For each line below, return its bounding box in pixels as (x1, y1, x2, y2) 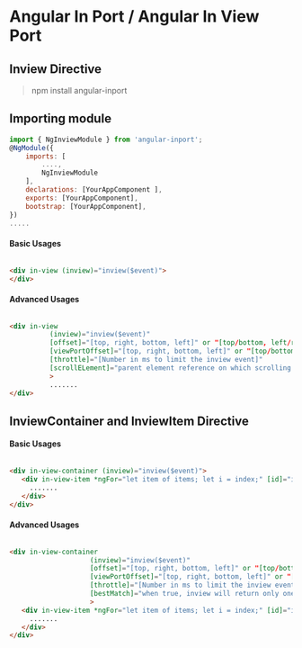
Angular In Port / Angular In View (9, 6, 260, 27)
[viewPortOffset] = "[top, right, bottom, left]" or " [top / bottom (49, 346, 296, 356)
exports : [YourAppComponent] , (25, 193, 139, 202)
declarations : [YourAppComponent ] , (25, 185, 164, 194)
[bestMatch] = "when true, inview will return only (89, 589, 280, 598)
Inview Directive (9, 61, 102, 76)
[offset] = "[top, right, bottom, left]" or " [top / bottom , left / (49, 338, 292, 347)
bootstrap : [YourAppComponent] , (25, 202, 147, 211)
